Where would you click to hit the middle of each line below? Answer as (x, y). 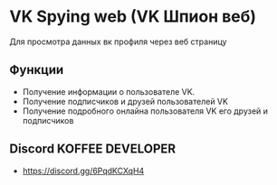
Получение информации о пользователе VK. (109, 91)
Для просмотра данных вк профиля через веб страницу (118, 42)
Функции (37, 70)
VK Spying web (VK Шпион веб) (133, 17)
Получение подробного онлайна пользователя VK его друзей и (145, 111)
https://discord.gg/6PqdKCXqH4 (83, 171)
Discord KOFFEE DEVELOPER (93, 149)
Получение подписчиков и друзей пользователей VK (125, 101)
